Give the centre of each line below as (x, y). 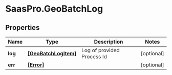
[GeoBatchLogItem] (52, 53)
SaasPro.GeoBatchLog (54, 9)
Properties (23, 28)
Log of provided (101, 50)
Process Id (94, 57)
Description (109, 42)
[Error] (36, 65)
